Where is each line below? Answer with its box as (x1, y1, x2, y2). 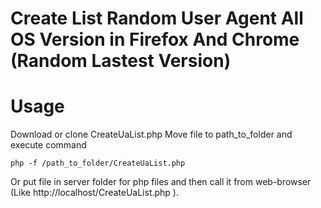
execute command (10, 139, 87, 151)
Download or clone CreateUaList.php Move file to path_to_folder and (10, 128, 293, 141)
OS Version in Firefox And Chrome (10, 28, 300, 51)
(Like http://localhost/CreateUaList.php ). (10, 187, 179, 199)
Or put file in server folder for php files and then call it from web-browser (10, 176, 312, 188)
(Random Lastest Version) (10, 50, 232, 72)
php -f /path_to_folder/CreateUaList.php (10, 158, 186, 169)
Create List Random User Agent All (10, 7, 304, 30)
